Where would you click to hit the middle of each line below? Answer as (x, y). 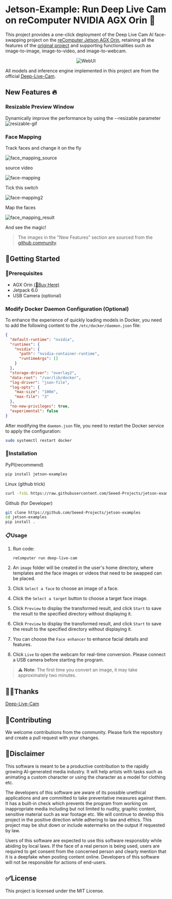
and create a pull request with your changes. (52, 738)
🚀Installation (21, 454)
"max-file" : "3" (32, 397)
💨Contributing (28, 720)
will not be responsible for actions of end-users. (56, 862)
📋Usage (16, 536)
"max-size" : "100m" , (36, 392)
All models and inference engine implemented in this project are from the (82, 71)
